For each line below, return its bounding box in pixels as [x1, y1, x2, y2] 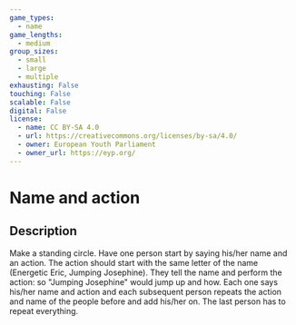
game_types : [9, 13, 54, 23]
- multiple [17, 73, 59, 82]
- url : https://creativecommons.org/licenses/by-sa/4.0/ [17, 132, 238, 141]
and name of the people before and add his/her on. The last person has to [9, 296, 286, 307]
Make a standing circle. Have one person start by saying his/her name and [9, 247, 288, 259]
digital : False [9, 106, 67, 115]
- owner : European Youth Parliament [17, 140, 156, 149]
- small [17, 55, 47, 64]
